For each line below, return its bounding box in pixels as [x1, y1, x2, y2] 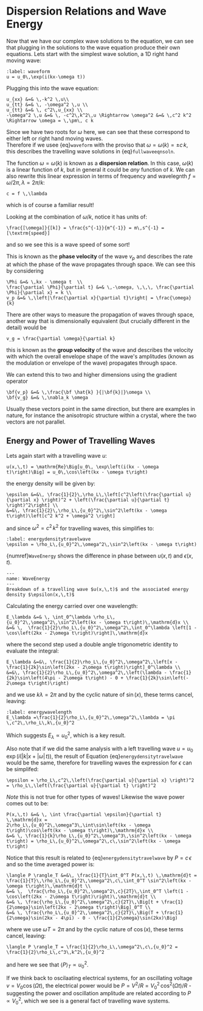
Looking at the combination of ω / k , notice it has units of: [6, 213, 148, 220]
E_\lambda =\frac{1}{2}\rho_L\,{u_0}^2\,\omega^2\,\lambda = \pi [6, 715, 175, 721]
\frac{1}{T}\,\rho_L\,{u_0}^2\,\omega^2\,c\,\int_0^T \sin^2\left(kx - [6, 878, 191, 884]
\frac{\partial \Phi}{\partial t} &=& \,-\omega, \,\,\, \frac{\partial [6, 284, 194, 290]
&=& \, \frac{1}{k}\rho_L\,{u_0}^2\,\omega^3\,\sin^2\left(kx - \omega [6, 833, 191, 839]
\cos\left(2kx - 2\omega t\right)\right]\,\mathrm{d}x [6, 630, 148, 637]
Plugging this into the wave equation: [6, 84, 99, 92]
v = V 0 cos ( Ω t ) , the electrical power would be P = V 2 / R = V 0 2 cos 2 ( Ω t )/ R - [6, 981, 191, 990]
